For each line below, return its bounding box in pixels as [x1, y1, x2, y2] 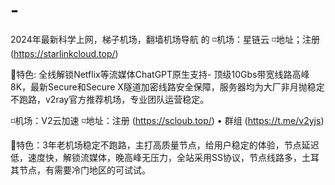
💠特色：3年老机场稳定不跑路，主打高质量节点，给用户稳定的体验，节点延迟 [10, 139, 320, 151]
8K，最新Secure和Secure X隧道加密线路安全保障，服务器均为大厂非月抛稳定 [10, 80, 325, 93]
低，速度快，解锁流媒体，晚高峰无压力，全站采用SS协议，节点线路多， [10, 151, 302, 163]
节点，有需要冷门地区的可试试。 [18, 164, 151, 176]
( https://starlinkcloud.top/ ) [10, 47, 119, 59]
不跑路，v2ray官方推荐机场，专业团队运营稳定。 [10, 93, 210, 105]
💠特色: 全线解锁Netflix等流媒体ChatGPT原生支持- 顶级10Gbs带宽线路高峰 [10, 68, 310, 80]
